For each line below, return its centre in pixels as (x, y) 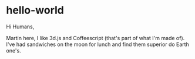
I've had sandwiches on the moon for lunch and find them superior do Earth (97, 44)
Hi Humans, (20, 27)
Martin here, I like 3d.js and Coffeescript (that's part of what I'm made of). (95, 38)
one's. (14, 50)
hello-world (35, 10)
